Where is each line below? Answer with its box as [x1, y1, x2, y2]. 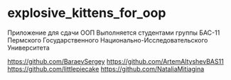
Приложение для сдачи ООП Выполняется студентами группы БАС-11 [7, 28, 220, 37]
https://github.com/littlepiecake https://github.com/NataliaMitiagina [7, 64, 205, 73]
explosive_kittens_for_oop [7, 5, 166, 21]
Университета [7, 43, 50, 52]
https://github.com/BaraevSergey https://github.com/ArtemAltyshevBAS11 [7, 57, 224, 65]
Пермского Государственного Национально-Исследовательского [7, 35, 208, 44]
